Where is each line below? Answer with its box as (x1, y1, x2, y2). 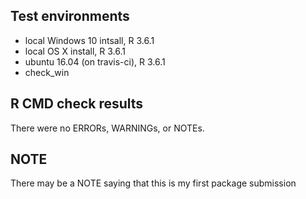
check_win (24, 66, 70, 78)
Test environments (10, 8, 130, 25)
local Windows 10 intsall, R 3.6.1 (24, 34, 155, 46)
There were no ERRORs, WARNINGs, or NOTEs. (10, 122, 205, 134)
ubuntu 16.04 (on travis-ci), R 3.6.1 (24, 55, 166, 68)
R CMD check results (10, 95, 144, 113)
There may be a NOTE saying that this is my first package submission (10, 177, 297, 189)
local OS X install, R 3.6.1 (24, 45, 127, 57)
